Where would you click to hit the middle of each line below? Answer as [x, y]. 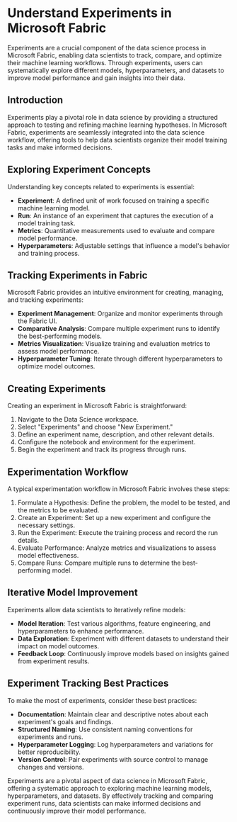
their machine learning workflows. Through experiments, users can [105, 62]
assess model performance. [58, 351]
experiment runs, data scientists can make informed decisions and [104, 803]
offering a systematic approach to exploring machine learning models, [110, 788]
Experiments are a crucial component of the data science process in [107, 47]
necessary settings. [46, 525]
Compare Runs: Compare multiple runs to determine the [99, 563]
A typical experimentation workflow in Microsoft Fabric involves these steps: [118, 489]
